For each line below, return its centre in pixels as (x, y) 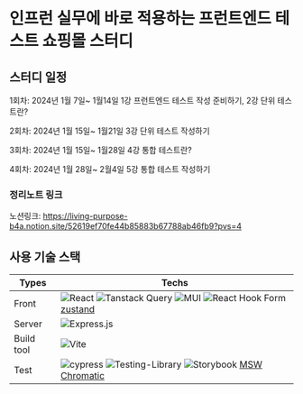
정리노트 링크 (36, 195)
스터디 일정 (38, 77)
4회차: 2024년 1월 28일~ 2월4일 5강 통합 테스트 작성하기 (110, 169)
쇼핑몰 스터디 (87, 41)
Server (28, 324)
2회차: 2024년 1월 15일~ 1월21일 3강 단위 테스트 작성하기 (110, 131)
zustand (78, 309)
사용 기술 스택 (45, 257)
